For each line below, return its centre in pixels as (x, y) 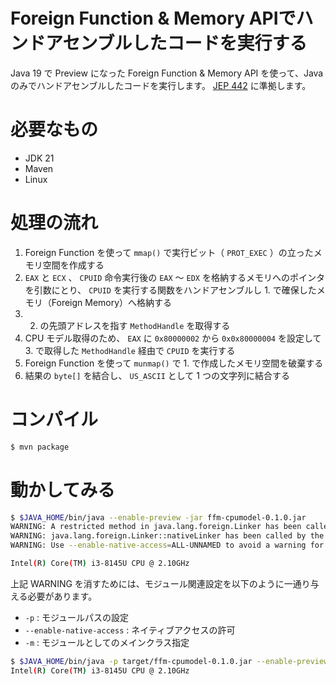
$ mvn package (40, 447)
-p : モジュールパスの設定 (77, 617)
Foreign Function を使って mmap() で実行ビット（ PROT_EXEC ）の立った (169, 252)
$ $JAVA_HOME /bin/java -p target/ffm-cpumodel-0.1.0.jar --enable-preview (169, 661)
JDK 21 (39, 158)
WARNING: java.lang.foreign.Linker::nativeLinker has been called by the (167, 536)
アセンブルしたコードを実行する (176, 43)
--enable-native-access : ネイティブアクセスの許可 (130, 630)
